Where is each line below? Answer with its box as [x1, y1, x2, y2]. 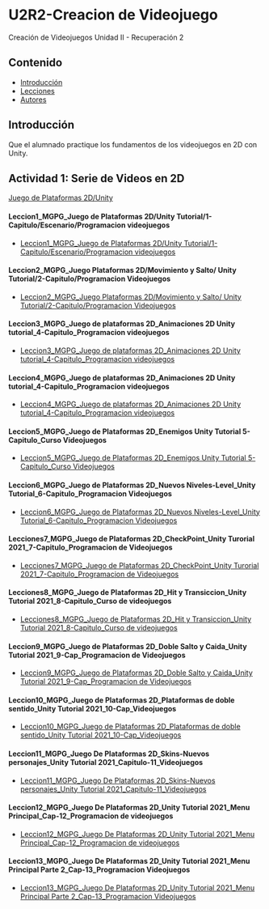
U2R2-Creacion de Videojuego [8, 6, 218, 24]
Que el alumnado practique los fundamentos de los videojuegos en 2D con [8, 139, 258, 149]
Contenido [8, 56, 63, 70]
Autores [19, 95, 47, 104]
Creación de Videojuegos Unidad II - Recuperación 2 [8, 32, 184, 42]
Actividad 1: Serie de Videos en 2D [8, 172, 185, 185]
